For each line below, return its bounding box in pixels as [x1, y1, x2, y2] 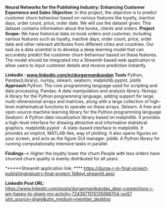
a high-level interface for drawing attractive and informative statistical [5, 119, 148, 125]
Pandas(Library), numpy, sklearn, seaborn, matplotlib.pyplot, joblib [5, 77, 141, 83]
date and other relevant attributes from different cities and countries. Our [5, 41, 154, 47]
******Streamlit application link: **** [5, 165, 83, 171]
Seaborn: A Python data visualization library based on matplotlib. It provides [5, 114, 161, 120]
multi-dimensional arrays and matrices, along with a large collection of [5, 99, 149, 104]
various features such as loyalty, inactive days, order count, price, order [5, 36, 152, 42]
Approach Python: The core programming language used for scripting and [5, 83, 158, 89]
